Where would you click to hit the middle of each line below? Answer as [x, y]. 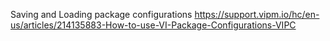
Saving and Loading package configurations [101, 14]
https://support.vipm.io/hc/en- [257, 14]
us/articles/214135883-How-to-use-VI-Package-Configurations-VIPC [153, 25]
